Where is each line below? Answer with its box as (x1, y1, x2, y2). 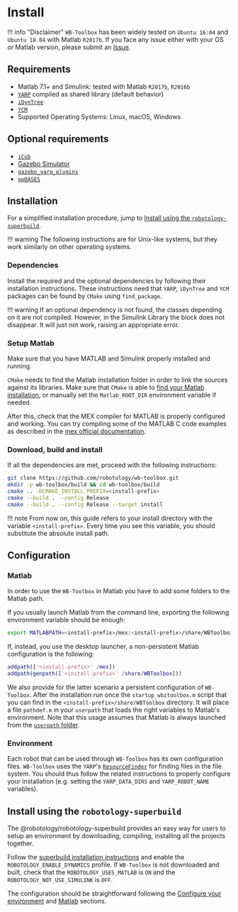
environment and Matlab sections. (7, 897, 107, 906)
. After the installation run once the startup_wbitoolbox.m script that (29, 690, 227, 699)
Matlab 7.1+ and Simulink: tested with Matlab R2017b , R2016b (17, 82, 191, 91)
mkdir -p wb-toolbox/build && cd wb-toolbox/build (7, 481, 160, 488)
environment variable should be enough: (7, 615, 125, 625)
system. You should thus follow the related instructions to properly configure (7, 769, 231, 778)
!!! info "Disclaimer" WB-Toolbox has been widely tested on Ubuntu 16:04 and (7, 28, 229, 36)
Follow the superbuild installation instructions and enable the (7, 853, 185, 862)
